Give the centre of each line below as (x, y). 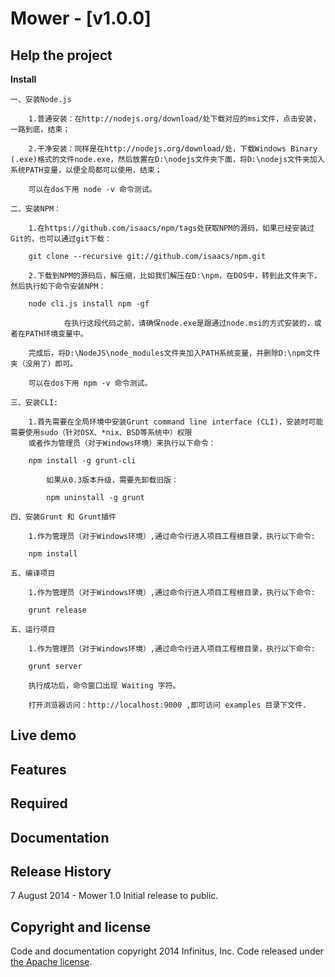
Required (39, 803)
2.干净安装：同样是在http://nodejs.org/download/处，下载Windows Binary (173, 149)
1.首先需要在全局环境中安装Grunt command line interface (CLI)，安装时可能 (176, 422)
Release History (61, 871)
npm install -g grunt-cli (82, 461)
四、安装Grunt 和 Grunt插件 (63, 517)
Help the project (61, 55)
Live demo (43, 735)
